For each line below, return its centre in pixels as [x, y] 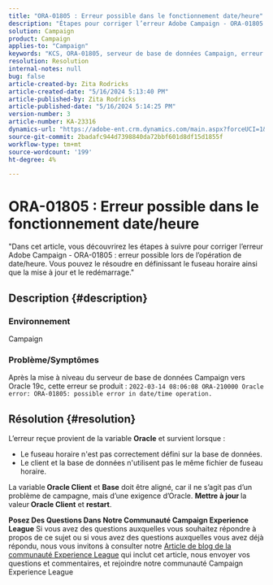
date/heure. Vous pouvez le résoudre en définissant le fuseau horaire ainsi [133, 264]
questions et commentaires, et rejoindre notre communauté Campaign [126, 563]
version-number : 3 [39, 115]
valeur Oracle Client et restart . [60, 504]
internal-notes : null [45, 69]
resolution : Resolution [49, 62]
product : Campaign [39, 39]
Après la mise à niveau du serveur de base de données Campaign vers [127, 378]
